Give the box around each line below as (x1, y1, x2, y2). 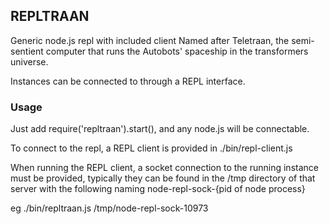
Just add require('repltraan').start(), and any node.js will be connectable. (10, 123, 310, 135)
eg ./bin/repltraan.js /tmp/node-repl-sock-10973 (10, 202, 209, 214)
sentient (10, 45, 44, 57)
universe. (10, 55, 49, 68)
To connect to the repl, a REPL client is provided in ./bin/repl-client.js (10, 142, 293, 154)
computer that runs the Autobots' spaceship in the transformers (45, 45, 309, 57)
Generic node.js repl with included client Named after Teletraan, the (10, 34, 290, 46)
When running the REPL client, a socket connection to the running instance (10, 162, 319, 174)
